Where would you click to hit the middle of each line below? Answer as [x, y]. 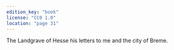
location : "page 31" [33, 23]
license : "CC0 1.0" [31, 18]
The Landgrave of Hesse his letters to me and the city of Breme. [87, 41]
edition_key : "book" [33, 12]
